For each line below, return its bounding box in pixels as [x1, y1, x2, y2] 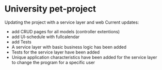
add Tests [11, 39, 32, 44]
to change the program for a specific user [11, 59, 95, 65]
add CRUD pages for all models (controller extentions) [11, 28, 120, 34]
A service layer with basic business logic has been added [11, 44, 127, 50]
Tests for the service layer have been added [11, 49, 100, 55]
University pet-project [4, 3, 97, 14]
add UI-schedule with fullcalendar [11, 34, 80, 40]
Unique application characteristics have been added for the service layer [11, 54, 157, 60]
